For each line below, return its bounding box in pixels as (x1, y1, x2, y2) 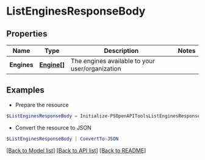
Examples (6, 85, 45, 96)
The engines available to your (70, 57, 156, 65)
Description (104, 47, 139, 55)
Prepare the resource (15, 101, 69, 108)
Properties (6, 29, 48, 39)
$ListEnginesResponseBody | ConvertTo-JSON (6, 136, 119, 142)
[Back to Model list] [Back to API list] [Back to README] (6, 147, 146, 154)
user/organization (70, 64, 121, 72)
